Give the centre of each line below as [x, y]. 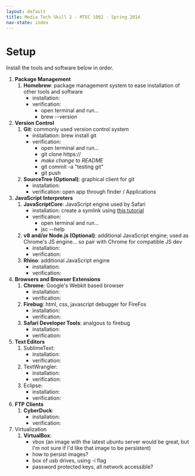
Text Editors [30, 342]
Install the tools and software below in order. [60, 68]
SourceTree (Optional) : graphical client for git [79, 179]
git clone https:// [61, 154]
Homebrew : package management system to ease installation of [102, 85]
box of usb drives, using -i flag [69, 461]
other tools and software [53, 92]
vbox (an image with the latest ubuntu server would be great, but [110, 442]
